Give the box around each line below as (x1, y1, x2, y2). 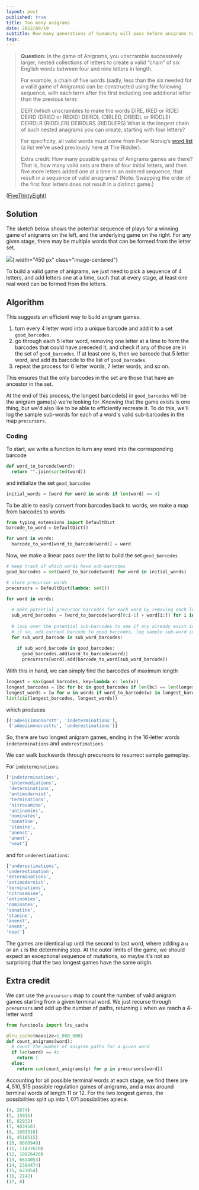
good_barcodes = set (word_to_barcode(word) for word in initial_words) (6, 569, 187, 575)
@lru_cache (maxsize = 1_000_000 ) (6, 1033, 84, 1039)
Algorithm (6, 297, 44, 307)
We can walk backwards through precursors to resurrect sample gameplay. (6, 751, 190, 759)
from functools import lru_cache (6, 1022, 89, 1028)
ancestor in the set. (6, 380, 53, 388)
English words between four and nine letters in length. (20, 65, 153, 72)
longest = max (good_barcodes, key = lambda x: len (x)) (6, 679, 139, 685)
